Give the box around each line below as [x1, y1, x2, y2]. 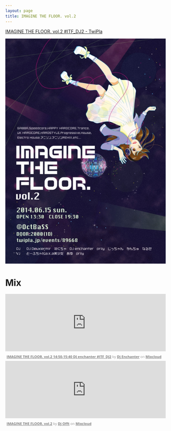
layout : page [5, 8, 33, 13]
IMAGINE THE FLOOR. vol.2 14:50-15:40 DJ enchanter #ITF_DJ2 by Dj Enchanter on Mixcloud [7, 354, 162, 360]
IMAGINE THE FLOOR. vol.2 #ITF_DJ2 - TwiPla [5, 28, 103, 34]
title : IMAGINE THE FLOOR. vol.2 [5, 13, 76, 19]
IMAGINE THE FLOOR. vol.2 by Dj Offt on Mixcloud [7, 421, 92, 426]
